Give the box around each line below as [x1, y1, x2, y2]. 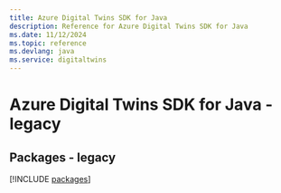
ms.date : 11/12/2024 [9, 30, 88, 39]
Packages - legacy [9, 150, 116, 165]
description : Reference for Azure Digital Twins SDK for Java [9, 22, 248, 31]
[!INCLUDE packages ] [9, 174, 91, 184]
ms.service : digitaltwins [9, 55, 107, 64]
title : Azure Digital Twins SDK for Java [9, 13, 168, 23]
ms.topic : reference [9, 38, 88, 48]
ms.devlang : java [9, 47, 75, 56]
